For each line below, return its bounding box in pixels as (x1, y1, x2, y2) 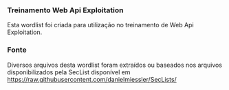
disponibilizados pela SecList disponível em (7, 67, 131, 76)
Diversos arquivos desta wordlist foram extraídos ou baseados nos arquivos (7, 61, 222, 69)
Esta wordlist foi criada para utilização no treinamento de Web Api (7, 21, 194, 29)
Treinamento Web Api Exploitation (7, 5, 124, 15)
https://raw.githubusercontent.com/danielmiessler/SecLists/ (7, 75, 177, 83)
